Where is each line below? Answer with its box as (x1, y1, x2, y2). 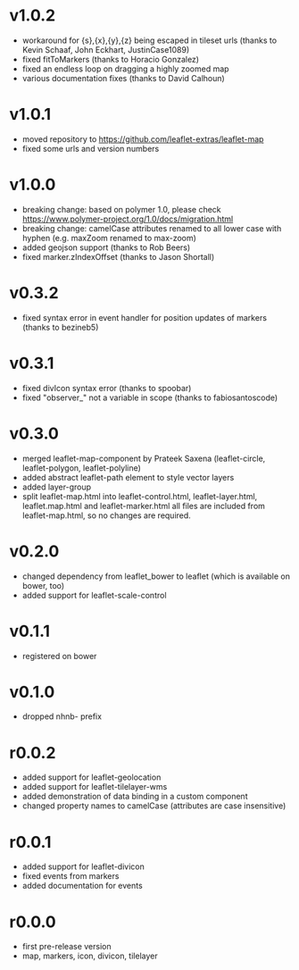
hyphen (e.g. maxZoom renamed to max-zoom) (21, 232, 196, 243)
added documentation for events (21, 881, 143, 891)
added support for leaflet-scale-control (21, 590, 167, 600)
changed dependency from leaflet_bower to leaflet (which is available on (21, 571, 290, 581)
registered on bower (21, 650, 97, 661)
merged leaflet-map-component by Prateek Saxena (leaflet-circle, (21, 453, 266, 464)
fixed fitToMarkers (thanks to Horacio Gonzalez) (21, 54, 199, 64)
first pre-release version (21, 941, 112, 952)
